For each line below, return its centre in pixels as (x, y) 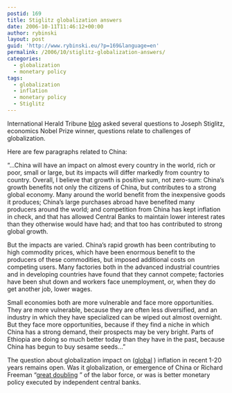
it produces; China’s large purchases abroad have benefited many (101, 202)
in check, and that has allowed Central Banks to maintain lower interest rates (116, 216)
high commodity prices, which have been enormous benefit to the (101, 252)
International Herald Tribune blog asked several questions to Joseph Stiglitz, (116, 123)
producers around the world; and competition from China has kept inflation (114, 209)
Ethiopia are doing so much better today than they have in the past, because (116, 339)
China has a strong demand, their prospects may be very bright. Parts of (110, 332)
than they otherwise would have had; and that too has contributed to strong (115, 224)
